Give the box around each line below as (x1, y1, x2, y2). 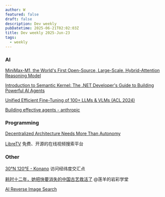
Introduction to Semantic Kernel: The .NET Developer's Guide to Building (5, 83, 155, 89)
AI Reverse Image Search (5, 186, 57, 192)
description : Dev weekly (5, 21, 57, 26)
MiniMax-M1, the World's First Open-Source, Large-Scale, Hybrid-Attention (5, 68, 160, 74)
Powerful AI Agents (5, 88, 45, 94)
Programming (5, 119, 39, 126)
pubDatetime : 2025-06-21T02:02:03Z (5, 26, 79, 31)
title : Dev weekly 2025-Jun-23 (5, 30, 70, 35)
